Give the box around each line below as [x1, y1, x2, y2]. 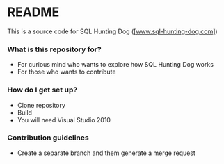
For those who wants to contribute [17, 67, 116, 76]
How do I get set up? [7, 85, 78, 95]
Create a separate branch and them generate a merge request [17, 149, 196, 157]
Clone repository [17, 101, 66, 109]
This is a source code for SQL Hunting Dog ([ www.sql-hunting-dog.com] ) [7, 27, 218, 35]
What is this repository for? [7, 44, 102, 54]
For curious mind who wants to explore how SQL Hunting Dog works [17, 60, 214, 69]
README [7, 4, 60, 20]
